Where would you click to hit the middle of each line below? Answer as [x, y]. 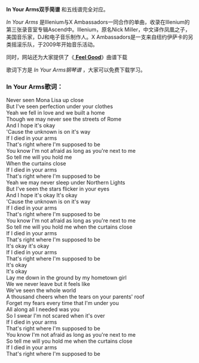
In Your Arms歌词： [35, 87]
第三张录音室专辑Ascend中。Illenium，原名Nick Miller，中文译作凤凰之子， [98, 30]
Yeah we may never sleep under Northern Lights [66, 183]
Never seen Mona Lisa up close [45, 100]
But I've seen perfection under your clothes [60, 106]
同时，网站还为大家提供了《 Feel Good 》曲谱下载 [67, 57]
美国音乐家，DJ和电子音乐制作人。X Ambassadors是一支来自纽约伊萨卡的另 [100, 37]
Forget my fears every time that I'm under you [63, 303]
